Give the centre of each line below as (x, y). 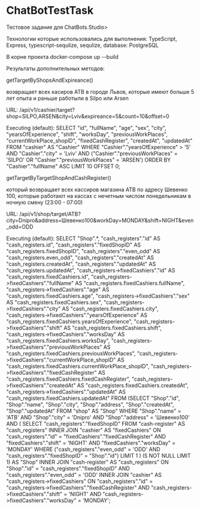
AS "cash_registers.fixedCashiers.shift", (113, 328)
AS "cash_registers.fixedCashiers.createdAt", (133, 385)
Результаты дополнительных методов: (55, 68)
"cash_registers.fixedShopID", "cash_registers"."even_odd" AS (83, 251)
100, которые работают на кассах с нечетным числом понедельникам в (99, 195)
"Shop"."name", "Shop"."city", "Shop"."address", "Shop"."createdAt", (90, 404)
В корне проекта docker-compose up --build (62, 57)
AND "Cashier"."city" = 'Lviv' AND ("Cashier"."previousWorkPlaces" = (92, 153)
